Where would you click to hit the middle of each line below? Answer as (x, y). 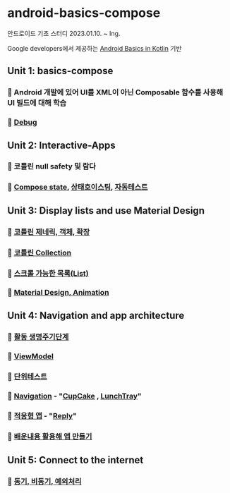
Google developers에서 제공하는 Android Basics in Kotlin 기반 (95, 48)
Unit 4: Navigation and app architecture (96, 315)
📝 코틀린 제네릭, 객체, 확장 (49, 232)
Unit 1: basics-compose (60, 71)
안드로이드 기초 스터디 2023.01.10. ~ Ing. (64, 33)
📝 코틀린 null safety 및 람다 (52, 166)
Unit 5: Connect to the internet (75, 460)
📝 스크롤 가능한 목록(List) (48, 273)
